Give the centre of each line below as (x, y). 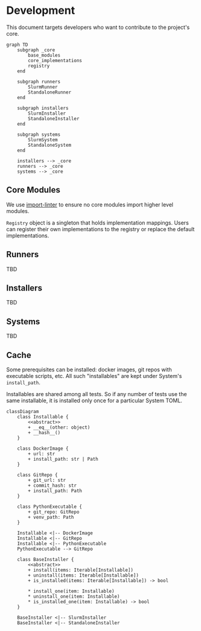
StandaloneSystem (49, 145)
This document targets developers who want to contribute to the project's (98, 27)
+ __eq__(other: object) (59, 428)
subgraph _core (36, 50)
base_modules (44, 55)
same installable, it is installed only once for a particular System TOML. (94, 400)
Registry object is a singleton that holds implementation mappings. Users (97, 223)
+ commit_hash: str (53, 485)
